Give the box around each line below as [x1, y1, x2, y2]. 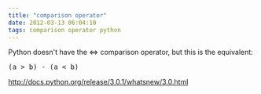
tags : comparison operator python [8, 26, 122, 34]
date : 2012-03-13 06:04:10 [8, 19, 97, 27]
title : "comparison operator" [8, 11, 108, 20]
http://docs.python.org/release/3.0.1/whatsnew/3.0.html [8, 78, 189, 87]
